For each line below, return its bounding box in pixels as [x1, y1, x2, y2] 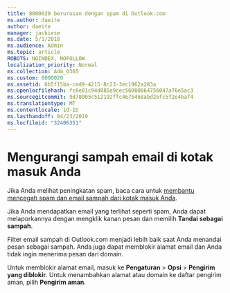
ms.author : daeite [7, 17, 60, 23]
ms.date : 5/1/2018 [7, 36, 60, 43]
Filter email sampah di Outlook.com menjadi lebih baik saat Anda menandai [7, 236, 222, 244]
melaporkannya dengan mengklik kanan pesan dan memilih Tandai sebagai [7, 215, 223, 223]
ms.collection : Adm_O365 [7, 68, 79, 75]
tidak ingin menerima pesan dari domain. [7, 250, 123, 258]
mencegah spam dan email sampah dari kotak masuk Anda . [7, 194, 178, 202]
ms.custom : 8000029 [7, 74, 64, 82]
